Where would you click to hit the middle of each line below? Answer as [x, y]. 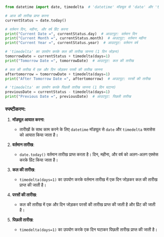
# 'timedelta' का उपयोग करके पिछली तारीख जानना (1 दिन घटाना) [61, 87]
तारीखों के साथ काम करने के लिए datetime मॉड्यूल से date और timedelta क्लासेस [87, 129]
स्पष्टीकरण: [15, 109]
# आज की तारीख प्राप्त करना [27, 16]
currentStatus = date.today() [36, 20]
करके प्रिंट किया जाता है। [39, 160]
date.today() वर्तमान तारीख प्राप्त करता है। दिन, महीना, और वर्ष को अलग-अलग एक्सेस [89, 154]
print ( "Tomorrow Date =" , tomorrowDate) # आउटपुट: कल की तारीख [70, 61]
